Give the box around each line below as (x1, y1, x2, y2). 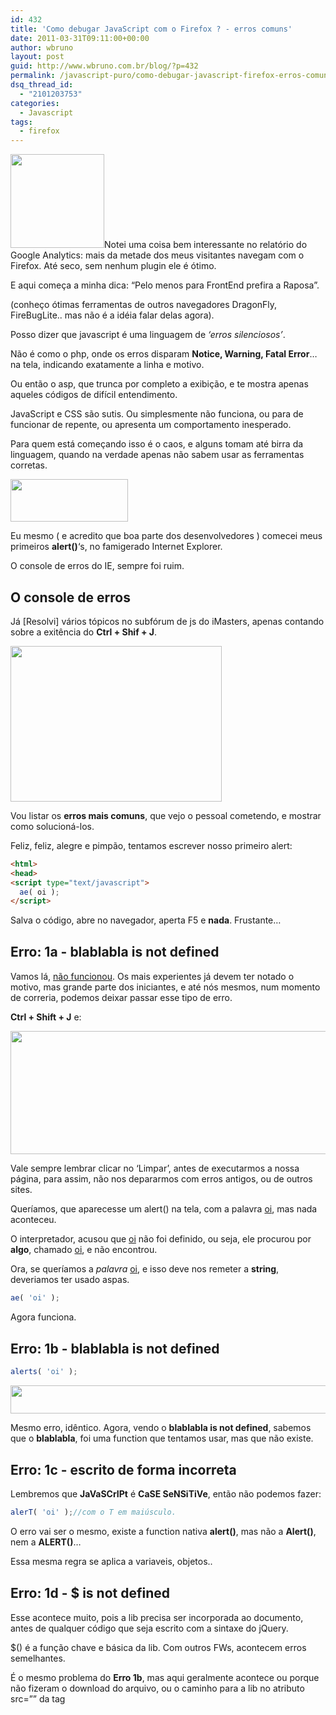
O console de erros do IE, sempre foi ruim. (10, 560, 185, 572)
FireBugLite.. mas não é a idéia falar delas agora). (10, 309, 215, 321)
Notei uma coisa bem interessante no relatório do (104, 239, 308, 251)
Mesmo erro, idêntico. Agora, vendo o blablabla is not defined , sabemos (10, 1421, 312, 1433)
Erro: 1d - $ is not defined (10, 1585, 170, 1602)
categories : (10, 98, 60, 108)
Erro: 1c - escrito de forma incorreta (10, 1461, 237, 1478)
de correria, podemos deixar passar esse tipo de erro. (10, 991, 233, 1003)
